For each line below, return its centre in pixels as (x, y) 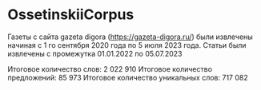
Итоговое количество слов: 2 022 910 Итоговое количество (110, 68)
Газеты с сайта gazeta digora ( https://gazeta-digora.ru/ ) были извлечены (130, 37)
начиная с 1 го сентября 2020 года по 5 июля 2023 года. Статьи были (127, 45)
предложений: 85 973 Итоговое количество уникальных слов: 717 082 (128, 77)
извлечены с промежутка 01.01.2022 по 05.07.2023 (95, 53)
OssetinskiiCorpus (71, 15)
